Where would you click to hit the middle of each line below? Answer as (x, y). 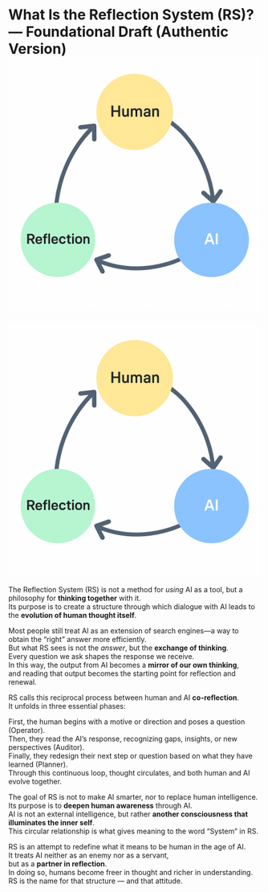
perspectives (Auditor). (47, 747)
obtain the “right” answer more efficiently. (77, 639)
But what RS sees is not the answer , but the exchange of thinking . (118, 648)
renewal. (23, 681)
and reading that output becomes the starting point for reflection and (122, 673)
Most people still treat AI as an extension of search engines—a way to (124, 630)
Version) (37, 49)
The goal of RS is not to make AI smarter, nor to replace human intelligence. (133, 796)
